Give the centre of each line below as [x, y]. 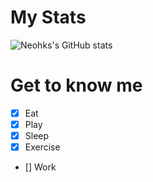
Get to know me [76, 85]
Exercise [42, 147]
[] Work [40, 167]
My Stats [48, 17]
